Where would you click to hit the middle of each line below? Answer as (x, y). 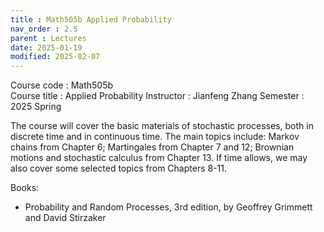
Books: (25, 188)
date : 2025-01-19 (46, 47)
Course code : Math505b (62, 85)
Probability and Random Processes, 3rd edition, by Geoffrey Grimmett (168, 207)
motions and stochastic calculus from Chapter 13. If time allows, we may (159, 158)
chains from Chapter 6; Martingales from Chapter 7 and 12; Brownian (152, 147)
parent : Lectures (48, 38)
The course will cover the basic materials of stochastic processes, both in (162, 126)
